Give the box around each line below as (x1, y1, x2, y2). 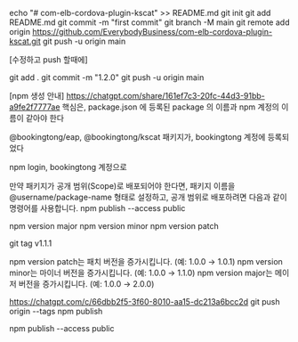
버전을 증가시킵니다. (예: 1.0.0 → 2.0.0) (18, 279, 155, 289)
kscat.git (9, 36, 42, 46)
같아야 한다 (25, 113, 65, 123)
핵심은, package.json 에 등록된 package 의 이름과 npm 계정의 (61, 102, 280, 112)
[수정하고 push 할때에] (9, 54, 88, 65)
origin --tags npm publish (9, 306, 103, 316)
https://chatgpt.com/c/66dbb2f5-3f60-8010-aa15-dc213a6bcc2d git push (9, 297, 280, 306)
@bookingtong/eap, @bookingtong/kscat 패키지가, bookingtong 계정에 (9, 132, 266, 142)
